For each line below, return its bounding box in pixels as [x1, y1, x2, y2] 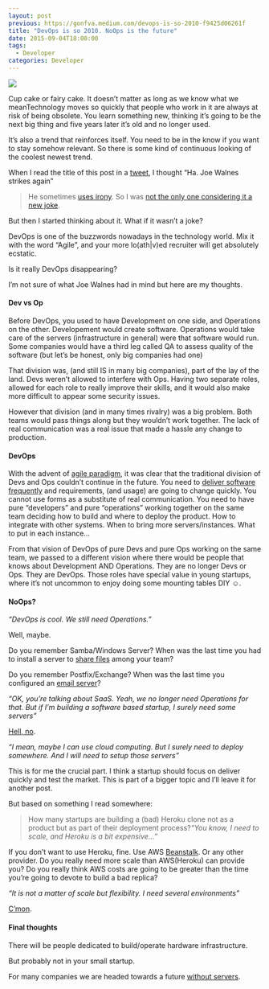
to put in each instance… [8, 528, 91, 539]
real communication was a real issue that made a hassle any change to [8, 424, 243, 434]
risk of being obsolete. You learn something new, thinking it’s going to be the [8, 110, 262, 121]
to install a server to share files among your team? [8, 655, 174, 664]
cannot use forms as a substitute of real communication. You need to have [8, 494, 255, 504]
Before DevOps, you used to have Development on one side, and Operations [8, 316, 261, 326]
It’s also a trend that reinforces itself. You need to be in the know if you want [8, 134, 259, 145]
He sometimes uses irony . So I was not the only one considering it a [27, 191, 253, 201]
